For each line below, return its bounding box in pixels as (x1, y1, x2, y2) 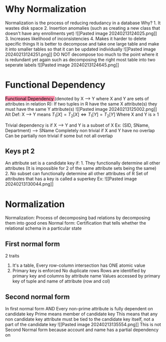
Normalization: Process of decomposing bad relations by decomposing (5, 215, 150, 221)
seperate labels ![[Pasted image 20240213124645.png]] (5, 62, 119, 68)
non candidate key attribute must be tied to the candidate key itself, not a (5, 316, 155, 322)
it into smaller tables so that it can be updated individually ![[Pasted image (5, 46, 156, 52)
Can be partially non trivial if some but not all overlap (5, 133, 113, 139)
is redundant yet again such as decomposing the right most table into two (5, 56, 156, 62)
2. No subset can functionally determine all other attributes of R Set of (5, 171, 149, 177)
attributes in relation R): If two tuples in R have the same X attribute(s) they (5, 100, 158, 107)
